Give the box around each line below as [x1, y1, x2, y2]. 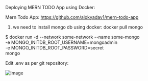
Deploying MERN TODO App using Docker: [5, 5, 95, 10]
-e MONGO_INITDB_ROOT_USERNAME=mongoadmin [5, 39, 117, 45]
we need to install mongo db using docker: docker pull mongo [12, 24, 143, 30]
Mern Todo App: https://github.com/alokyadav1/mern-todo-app [5, 14, 139, 20]
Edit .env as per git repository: [5, 60, 69, 66]
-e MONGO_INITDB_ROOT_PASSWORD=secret [5, 45, 104, 50]
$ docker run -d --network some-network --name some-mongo [5, 34, 140, 40]
